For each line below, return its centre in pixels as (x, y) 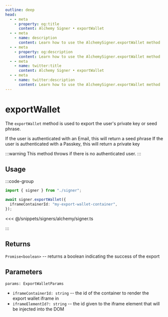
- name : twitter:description (45, 80)
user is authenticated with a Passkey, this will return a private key (73, 144)
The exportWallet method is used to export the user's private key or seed (81, 123)
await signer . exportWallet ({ (36, 200)
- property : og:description (43, 52)
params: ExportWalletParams (35, 284)
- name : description (36, 38)
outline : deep (20, 10)
